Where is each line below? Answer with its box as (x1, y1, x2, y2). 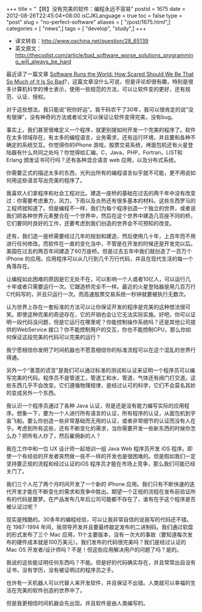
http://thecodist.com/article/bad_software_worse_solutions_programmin (14, 52, 194, 58)
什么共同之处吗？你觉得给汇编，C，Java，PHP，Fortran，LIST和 (22, 149, 183, 156)
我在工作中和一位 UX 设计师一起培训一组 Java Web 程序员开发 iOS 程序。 (6, 445, 188, 452)
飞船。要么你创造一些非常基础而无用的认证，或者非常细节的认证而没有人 (11, 417, 191, 424)
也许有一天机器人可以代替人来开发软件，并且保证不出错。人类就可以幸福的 (6, 579, 191, 586)
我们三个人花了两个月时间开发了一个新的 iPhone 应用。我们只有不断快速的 (6, 481, 190, 487)
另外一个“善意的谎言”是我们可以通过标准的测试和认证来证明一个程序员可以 (6, 367, 191, 374)
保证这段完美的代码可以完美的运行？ (11, 333, 101, 341)
